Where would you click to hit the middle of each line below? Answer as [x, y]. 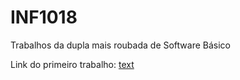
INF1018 [44, 17]
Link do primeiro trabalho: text [72, 64]
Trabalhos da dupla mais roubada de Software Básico [121, 45]
